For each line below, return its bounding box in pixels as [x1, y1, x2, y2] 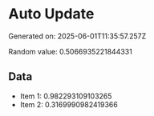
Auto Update [8, 5, 95, 23]
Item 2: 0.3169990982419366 [19, 99, 118, 109]
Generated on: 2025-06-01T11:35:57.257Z [8, 31, 147, 41]
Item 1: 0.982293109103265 [19, 91, 112, 101]
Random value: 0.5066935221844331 [8, 46, 132, 56]
